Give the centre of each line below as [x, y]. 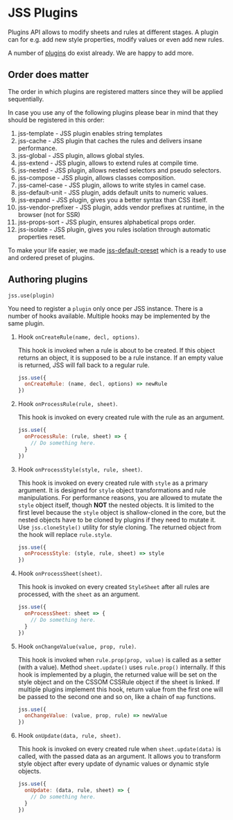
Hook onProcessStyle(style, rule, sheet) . [80, 469]
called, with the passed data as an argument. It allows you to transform [119, 757]
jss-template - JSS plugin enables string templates [90, 133]
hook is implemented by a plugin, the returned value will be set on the [117, 674]
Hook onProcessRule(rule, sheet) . [68, 404]
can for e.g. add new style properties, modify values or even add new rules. [116, 39]
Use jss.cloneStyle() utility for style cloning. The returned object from [120, 527]
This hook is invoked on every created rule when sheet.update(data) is [119, 749]
